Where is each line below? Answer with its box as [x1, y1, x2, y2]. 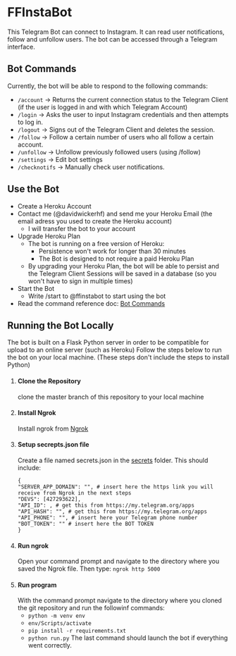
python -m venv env [27, 612, 86, 620]
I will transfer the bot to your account [27, 224, 136, 233]
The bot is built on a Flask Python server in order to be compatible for [7, 338, 209, 347]
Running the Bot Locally [7, 319, 114, 331]
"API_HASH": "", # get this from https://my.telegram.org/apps [17, 508, 208, 515]
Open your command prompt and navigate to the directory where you [17, 557, 220, 566]
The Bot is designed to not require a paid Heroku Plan [38, 254, 194, 263]
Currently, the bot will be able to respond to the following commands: [7, 82, 208, 90]
